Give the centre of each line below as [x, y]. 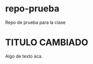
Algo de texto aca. [24, 56]
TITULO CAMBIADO [47, 42]
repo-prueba [32, 9]
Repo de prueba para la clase [35, 22]
